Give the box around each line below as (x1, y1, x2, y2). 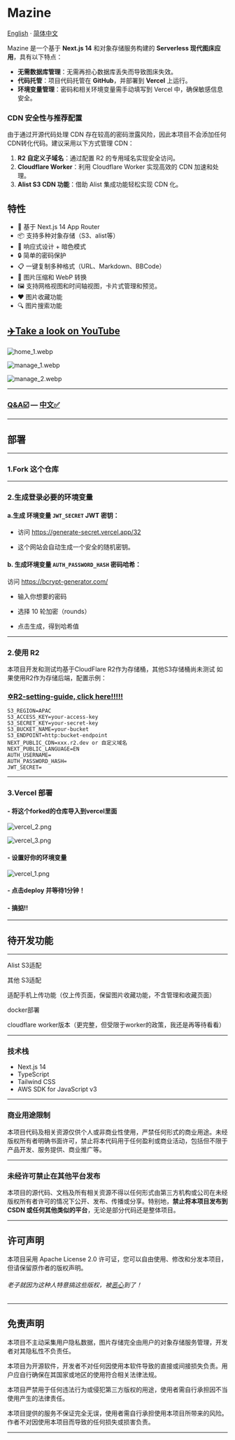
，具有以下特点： (13, 53, 63, 61)
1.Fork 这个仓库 (7, 464, 59, 474)
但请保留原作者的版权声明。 (7, 1263, 87, 1272)
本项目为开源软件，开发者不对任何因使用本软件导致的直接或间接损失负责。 (7, 1362, 222, 1370)
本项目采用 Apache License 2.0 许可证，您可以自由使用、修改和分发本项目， (7, 1254, 227, 1263)
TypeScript (17, 1070, 50, 1078)
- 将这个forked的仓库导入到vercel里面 (7, 807, 117, 815)
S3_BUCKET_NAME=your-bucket (7, 726, 90, 733)
